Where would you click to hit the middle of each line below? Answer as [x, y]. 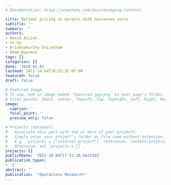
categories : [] [21, 61]
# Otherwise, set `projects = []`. [45, 146]
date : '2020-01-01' [26, 67]
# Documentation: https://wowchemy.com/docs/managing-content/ [74, 10]
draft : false [19, 81]
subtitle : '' [19, 24]
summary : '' [18, 28]
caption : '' [23, 109]
